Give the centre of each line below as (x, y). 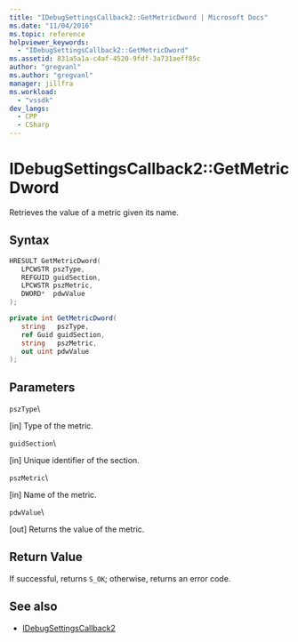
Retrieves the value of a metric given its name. (94, 212)
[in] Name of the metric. (53, 495)
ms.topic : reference (48, 34)
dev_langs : (29, 108)
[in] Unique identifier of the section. (74, 461)
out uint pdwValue (55, 351)
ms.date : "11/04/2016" (51, 26)
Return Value (46, 557)
